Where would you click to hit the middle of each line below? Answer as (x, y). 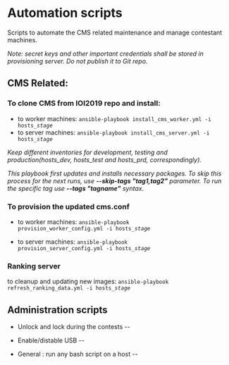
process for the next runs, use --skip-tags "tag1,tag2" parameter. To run (114, 180)
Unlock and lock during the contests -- (74, 327)
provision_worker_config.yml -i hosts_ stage (84, 228)
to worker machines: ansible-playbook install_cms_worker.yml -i (114, 118)
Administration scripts (57, 310)
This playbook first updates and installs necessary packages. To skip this (114, 173)
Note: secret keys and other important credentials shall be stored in (106, 54)
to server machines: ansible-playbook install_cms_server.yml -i (113, 132)
